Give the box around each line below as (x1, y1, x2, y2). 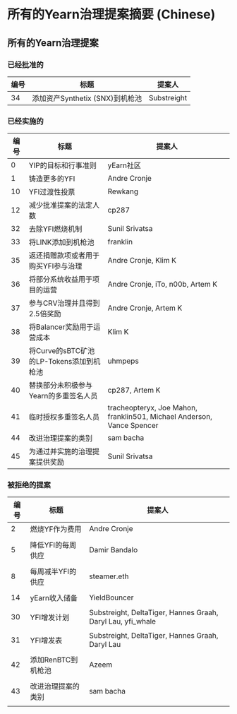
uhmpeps (107, 356, 139, 366)
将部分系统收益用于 (28, 275, 93, 285)
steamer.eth (89, 571, 129, 581)
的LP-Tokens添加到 (28, 357, 94, 367)
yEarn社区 (107, 160, 141, 170)
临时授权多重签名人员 (28, 412, 100, 422)
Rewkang (107, 186, 139, 196)
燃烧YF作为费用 (30, 524, 82, 534)
